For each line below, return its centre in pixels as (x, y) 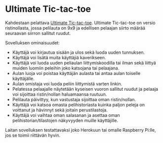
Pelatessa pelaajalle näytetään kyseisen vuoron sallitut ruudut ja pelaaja (85, 89)
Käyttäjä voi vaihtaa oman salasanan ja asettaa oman (66, 115)
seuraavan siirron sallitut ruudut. (38, 33)
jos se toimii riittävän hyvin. (33, 135)
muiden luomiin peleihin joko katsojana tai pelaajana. (66, 68)
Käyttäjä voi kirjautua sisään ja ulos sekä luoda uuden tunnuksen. (79, 52)
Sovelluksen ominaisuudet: (33, 42)
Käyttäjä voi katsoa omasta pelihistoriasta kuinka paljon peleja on (78, 105)
